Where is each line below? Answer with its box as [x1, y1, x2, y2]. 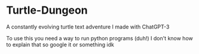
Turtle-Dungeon [6, 4, 88, 17]
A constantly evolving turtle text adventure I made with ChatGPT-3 [6, 23, 170, 30]
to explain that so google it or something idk [6, 41, 115, 48]
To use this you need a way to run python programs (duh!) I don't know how [6, 34, 193, 42]
